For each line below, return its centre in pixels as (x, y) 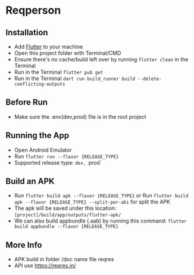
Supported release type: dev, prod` (58, 162)
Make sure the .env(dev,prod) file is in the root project (80, 116)
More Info (24, 245)
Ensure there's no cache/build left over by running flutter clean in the (101, 59)
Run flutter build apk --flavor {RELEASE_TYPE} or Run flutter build (101, 196)
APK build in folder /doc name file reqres (64, 259)
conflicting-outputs (40, 84)
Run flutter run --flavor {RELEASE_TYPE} (66, 156)
